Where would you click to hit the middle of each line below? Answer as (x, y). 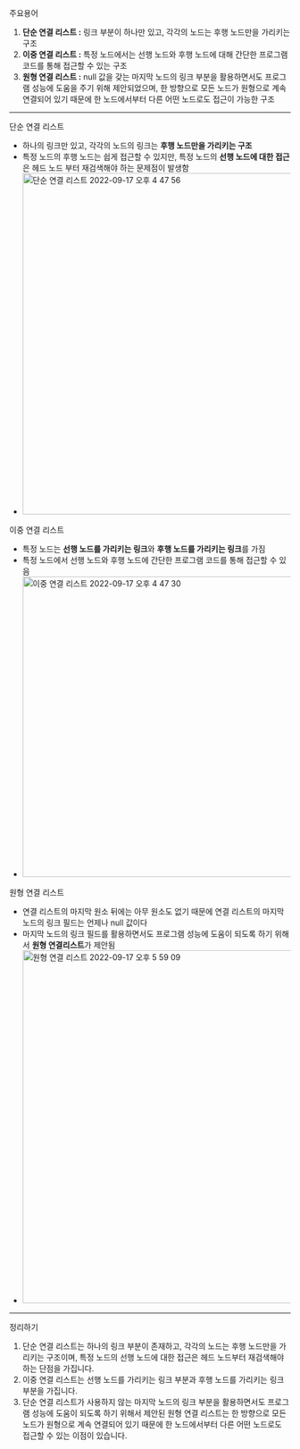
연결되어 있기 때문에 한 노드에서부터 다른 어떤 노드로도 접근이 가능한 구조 (148, 99)
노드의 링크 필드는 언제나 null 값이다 (85, 922)
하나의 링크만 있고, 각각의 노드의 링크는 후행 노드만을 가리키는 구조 (137, 145)
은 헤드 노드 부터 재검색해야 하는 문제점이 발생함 (105, 168)
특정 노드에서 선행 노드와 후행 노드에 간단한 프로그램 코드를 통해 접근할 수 (150, 560)
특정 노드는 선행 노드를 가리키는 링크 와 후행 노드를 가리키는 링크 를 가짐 (144, 549)
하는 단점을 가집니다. (58, 1369)
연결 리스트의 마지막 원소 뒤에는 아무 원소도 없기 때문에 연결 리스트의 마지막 (153, 911)
